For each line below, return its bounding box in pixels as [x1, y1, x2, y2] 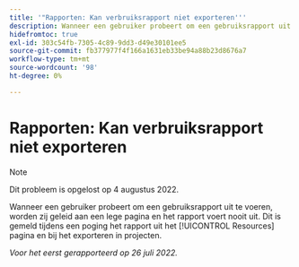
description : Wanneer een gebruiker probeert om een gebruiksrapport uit [9, 22, 292, 30]
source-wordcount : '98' [9, 64, 99, 73]
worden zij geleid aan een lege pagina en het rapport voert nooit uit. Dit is [9, 211, 281, 221]
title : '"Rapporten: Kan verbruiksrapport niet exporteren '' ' [9, 13, 247, 22]
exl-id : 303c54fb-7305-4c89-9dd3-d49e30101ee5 [9, 38, 187, 47]
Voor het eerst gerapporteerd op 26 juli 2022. [9, 247, 178, 258]
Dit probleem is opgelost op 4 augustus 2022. [9, 184, 180, 194]
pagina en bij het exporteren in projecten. [9, 229, 163, 240]
